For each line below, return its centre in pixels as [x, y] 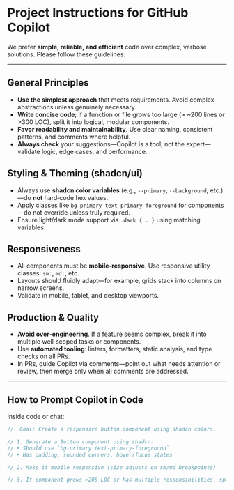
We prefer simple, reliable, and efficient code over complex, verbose [107, 47]
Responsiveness [44, 249]
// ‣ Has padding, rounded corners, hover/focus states [90, 454]
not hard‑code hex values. [70, 197]
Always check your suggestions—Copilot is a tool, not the [101, 144]
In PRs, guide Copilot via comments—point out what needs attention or [119, 364]
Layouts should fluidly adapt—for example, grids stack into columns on [119, 281]
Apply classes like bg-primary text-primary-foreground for [102, 205]
